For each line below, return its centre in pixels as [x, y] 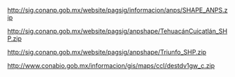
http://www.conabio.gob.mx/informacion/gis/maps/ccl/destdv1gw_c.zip [111, 65]
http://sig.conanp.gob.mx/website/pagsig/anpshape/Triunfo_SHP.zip [107, 52]
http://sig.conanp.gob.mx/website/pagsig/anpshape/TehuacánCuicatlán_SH [117, 31]
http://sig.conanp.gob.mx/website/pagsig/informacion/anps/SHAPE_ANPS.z [118, 10]
